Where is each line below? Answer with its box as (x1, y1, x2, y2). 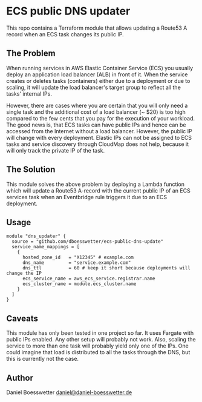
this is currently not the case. (6, 355, 79, 363)
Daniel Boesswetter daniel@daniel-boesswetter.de (6, 389, 132, 396)
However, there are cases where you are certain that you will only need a (6, 102, 188, 109)
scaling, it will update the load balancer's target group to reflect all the (6, 84, 181, 91)
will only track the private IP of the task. (6, 147, 105, 154)
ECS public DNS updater (6, 4, 131, 18)
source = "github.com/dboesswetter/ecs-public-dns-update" (11, 239, 164, 245)
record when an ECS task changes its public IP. (6, 30, 124, 38)
